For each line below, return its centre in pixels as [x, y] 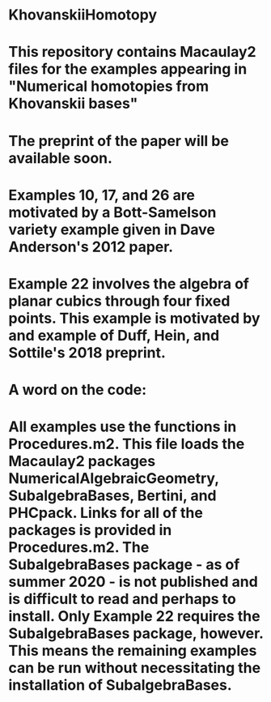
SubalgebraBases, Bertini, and [112, 496]
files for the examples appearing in [128, 69]
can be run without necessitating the [135, 668]
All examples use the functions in [123, 427]
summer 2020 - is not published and [133, 582]
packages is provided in [90, 531]
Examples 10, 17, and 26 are [102, 195]
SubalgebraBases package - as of [124, 565]
